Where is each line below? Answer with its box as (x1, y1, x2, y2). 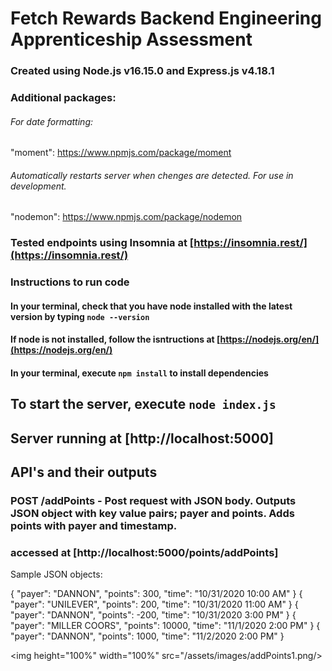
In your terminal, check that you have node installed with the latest (10, 300, 293, 312)
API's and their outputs (10, 464, 158, 481)
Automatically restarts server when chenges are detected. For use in (10, 169, 294, 181)
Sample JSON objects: (10, 568, 103, 581)
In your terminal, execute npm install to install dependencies (10, 367, 269, 379)
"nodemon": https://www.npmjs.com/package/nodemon (10, 211, 243, 223)
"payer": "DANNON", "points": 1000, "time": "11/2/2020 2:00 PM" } (10, 630, 285, 642)
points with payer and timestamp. (10, 519, 178, 533)
